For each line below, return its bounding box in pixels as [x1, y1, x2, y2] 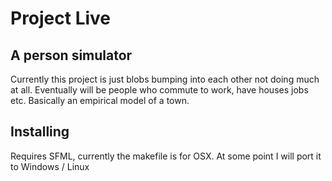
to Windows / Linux [10, 160, 90, 172]
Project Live [10, 7, 112, 30]
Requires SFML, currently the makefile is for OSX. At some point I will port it [10, 150, 322, 162]
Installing [10, 123, 70, 141]
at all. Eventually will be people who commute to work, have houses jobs [10, 84, 309, 96]
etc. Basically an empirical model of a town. [10, 95, 190, 106]
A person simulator [10, 47, 133, 64]
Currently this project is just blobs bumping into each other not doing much [10, 73, 320, 85]
